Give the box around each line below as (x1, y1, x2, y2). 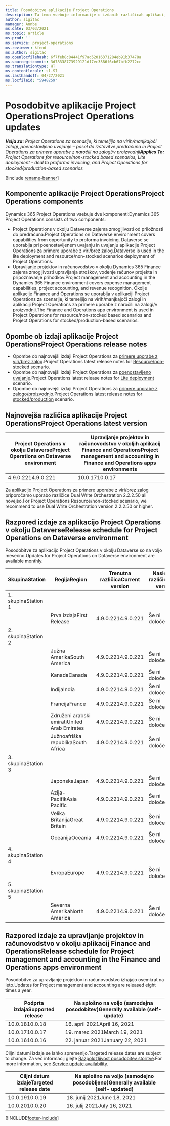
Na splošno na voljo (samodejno (74, 1072, 154, 1079)
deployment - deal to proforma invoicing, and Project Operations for (5, 159, 148, 165)
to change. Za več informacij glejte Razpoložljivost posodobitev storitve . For (5, 1055, 162, 1061)
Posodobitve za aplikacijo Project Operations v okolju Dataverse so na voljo (5, 547, 162, 553)
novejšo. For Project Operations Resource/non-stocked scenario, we (5, 498, 147, 504)
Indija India (50, 686, 75, 693)
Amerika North (50, 908, 84, 915)
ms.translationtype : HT (5, 64, 56, 69)
